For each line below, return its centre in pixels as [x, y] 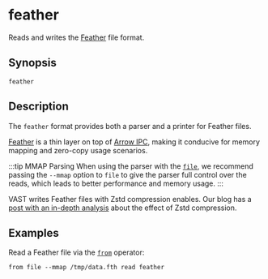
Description [38, 107]
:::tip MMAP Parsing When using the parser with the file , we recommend [131, 166]
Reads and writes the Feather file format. [77, 37]
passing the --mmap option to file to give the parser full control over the [128, 174]
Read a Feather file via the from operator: [77, 252]
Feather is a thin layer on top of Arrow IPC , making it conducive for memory [134, 142]
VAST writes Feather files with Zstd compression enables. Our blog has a [130, 199]
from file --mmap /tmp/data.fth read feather [86, 268]
